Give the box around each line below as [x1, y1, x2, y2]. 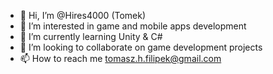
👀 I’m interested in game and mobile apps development [19, 20, 247, 32]
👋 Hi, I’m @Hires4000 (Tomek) [19, 10, 147, 21]
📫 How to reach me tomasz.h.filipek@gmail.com [19, 53, 222, 64]
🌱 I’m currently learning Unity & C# [19, 31, 163, 42]
